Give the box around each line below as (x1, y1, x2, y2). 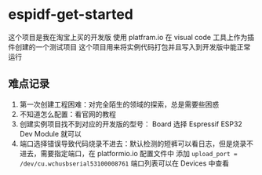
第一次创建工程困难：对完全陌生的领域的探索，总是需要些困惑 (19, 100, 220, 109)
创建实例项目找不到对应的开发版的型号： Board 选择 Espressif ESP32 (19, 119, 243, 129)
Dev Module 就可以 (19, 129, 82, 138)
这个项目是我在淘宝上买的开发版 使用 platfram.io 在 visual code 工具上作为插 (8, 32, 255, 42)
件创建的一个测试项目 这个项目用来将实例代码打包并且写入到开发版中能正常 (8, 42, 251, 52)
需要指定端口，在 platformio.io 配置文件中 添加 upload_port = (40, 148, 238, 158)
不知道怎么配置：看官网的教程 (19, 109, 116, 118)
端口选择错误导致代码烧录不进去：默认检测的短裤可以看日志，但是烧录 (19, 139, 247, 148)
